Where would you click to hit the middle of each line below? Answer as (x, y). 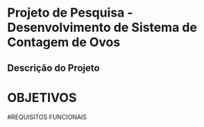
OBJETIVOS (42, 98)
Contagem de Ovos (64, 42)
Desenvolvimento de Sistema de (102, 27)
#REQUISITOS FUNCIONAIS (47, 117)
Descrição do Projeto (53, 68)
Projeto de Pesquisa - (70, 13)
